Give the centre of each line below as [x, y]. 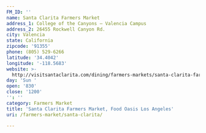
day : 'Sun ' [21, 80]
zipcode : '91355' [29, 47]
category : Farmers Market [39, 103]
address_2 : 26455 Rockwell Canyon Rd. [56, 29]
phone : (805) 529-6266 [35, 52]
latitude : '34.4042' [33, 58]
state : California [30, 40]
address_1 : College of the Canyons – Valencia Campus [77, 23]
